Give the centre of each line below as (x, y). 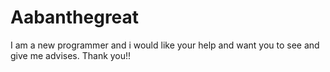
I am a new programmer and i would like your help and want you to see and (165, 45)
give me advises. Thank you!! (71, 55)
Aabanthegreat (75, 17)
